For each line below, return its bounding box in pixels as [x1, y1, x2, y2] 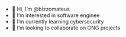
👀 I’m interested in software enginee [11, 12, 100, 19]
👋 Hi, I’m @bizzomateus [11, 6, 70, 12]
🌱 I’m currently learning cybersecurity [11, 18, 104, 25]
